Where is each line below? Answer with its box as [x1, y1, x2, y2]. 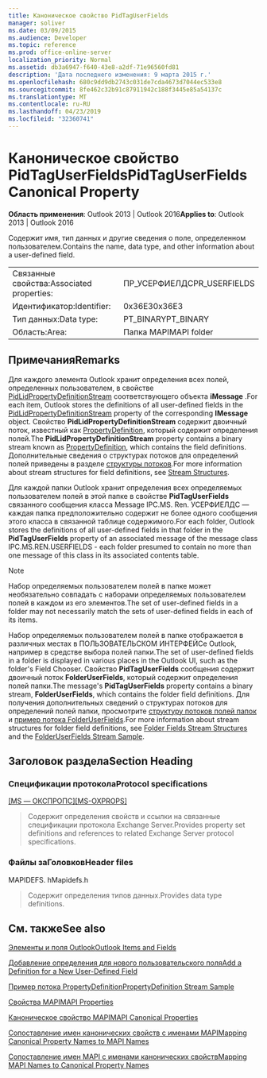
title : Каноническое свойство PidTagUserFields [8, 11, 169, 20]
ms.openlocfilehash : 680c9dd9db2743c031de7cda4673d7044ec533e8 [8, 78, 222, 86]
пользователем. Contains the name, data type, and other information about [8, 241, 255, 251]
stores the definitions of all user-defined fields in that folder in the [8, 525, 223, 535]
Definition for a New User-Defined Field [8, 967, 137, 976]
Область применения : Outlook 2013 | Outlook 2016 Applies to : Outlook [8, 209, 245, 218]
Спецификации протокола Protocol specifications [8, 778, 208, 789]
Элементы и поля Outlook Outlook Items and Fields [8, 943, 176, 952]
